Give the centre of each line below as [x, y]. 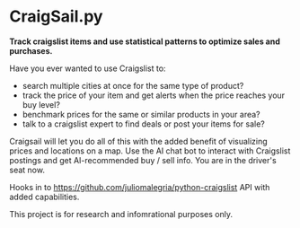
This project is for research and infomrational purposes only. [121, 214]
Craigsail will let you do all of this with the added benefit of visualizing [138, 141]
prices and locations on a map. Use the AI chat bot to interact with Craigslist [150, 151]
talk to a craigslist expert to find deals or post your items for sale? [143, 124]
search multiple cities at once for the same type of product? [133, 85]
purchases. [31, 50]
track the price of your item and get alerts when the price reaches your [154, 95]
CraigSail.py [56, 17]
